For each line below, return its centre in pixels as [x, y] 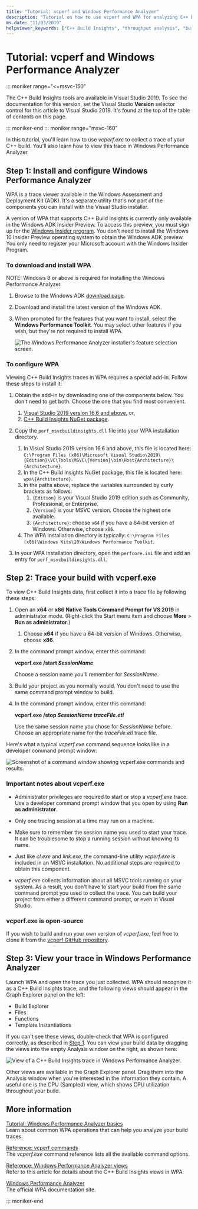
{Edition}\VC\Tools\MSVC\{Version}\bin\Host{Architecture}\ [99, 460]
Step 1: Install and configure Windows [77, 171]
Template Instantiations [43, 1025]
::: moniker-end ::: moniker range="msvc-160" [62, 128]
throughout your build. [33, 1091]
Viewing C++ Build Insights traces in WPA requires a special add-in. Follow [97, 377]
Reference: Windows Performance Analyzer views [67, 1165]
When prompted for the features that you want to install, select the [95, 319]
